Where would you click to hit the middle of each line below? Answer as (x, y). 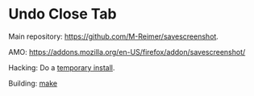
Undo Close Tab (62, 14)
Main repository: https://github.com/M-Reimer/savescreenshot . (114, 36)
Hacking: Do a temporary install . (62, 67)
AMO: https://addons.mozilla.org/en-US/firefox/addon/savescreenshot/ (127, 52)
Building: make (33, 83)
